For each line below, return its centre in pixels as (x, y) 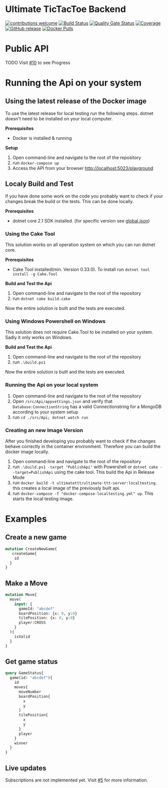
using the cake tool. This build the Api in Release (104, 472)
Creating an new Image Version (44, 430)
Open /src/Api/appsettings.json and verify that (62, 401)
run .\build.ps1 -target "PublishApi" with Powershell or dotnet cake (85, 467)
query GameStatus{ (24, 673)
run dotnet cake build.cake (41, 298)
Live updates (26, 768)
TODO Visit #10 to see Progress (38, 62)
